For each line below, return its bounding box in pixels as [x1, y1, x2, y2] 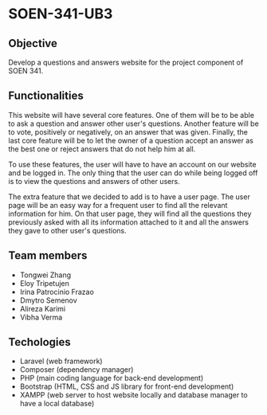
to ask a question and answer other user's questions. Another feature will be [8, 119, 259, 128]
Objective [8, 37, 58, 50]
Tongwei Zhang [19, 270, 72, 280]
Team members [8, 249, 88, 263]
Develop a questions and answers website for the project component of [8, 57, 244, 67]
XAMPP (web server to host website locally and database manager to [19, 390, 249, 400]
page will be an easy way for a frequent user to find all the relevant [8, 200, 228, 209]
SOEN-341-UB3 [8, 5, 113, 23]
